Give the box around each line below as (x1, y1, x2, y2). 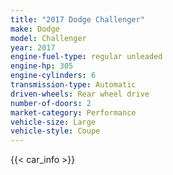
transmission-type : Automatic (10, 80, 137, 90)
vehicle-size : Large (10, 117, 97, 127)
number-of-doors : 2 (10, 98, 92, 108)
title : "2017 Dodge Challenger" (10, 14, 145, 25)
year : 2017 (10, 42, 56, 53)
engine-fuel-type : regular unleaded (10, 52, 163, 62)
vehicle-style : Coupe (10, 126, 101, 136)
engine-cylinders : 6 (10, 71, 97, 81)
